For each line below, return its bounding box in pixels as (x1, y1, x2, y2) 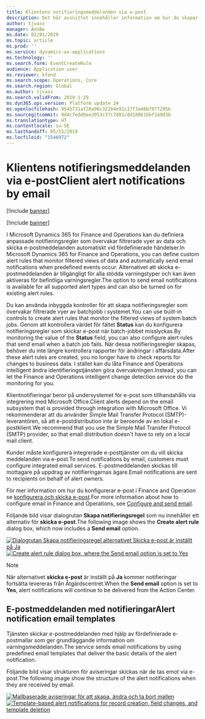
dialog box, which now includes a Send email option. (6, 525, 140, 532)
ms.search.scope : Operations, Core (6, 77, 97, 83)
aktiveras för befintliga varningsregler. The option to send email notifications (6, 276, 198, 284)
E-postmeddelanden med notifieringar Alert (6, 604, 176, 615)
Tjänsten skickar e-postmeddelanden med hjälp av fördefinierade (6, 630, 171, 637)
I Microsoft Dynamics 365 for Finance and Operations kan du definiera (6, 230, 184, 238)
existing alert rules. (6, 289, 54, 297)
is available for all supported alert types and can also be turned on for (6, 283, 182, 290)
